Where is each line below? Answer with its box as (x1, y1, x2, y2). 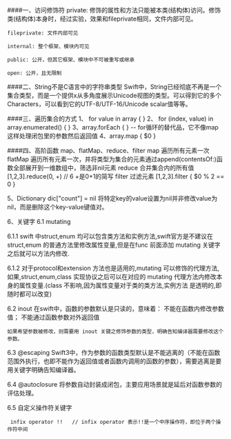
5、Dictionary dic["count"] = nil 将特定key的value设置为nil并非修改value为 (7, 194, 218, 202)
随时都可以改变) (7, 290, 52, 298)
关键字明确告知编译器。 (12, 366, 80, 374)
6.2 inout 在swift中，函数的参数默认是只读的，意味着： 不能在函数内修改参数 (7, 305, 225, 312)
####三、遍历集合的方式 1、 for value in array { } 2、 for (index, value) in (7, 114, 214, 123)
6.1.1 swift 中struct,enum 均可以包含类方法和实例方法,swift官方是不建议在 (7, 232, 214, 240)
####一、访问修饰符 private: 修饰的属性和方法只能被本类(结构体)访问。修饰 (7, 6, 221, 14)
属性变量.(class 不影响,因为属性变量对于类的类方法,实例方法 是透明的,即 (19, 281, 222, 289)
